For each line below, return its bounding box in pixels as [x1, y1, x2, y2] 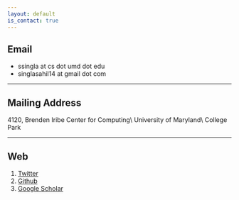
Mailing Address [7, 96, 82, 109]
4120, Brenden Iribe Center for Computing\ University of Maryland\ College [7, 116, 228, 124]
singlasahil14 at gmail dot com [17, 70, 107, 78]
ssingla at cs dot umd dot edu [17, 62, 105, 71]
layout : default [7, 10, 55, 18]
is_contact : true [7, 17, 59, 24]
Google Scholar [17, 184, 64, 192]
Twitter [17, 169, 39, 177]
